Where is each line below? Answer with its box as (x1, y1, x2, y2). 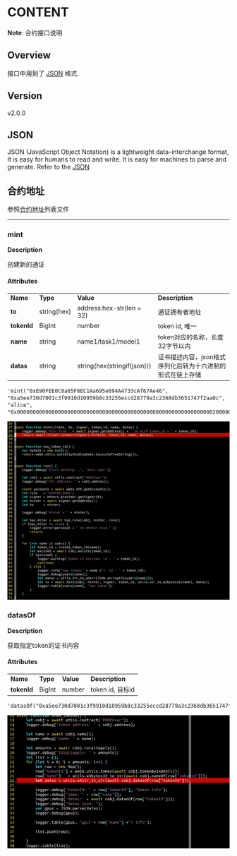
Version (7, 90, 42, 102)
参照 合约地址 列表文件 (7, 205, 69, 214)
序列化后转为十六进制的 (157, 361, 226, 370)
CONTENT (7, 4, 69, 20)
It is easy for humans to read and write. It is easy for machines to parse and (7, 155, 227, 164)
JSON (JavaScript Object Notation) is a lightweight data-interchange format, (7, 147, 229, 156)
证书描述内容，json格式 (157, 353, 226, 361)
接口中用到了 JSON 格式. (7, 68, 80, 78)
